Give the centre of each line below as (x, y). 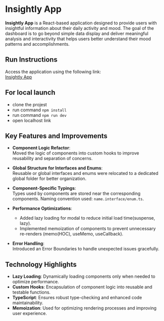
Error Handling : (28, 243)
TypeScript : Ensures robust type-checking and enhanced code (77, 298)
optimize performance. (36, 282)
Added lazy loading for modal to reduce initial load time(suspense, (87, 218)
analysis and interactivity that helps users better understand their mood (78, 39)
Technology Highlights (41, 264)
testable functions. (31, 292)
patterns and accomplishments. (37, 44)
